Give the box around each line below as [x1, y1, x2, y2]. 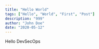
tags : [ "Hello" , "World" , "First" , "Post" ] [5, 12, 95, 16]
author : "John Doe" [5, 20, 45, 26]
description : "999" [5, 16, 45, 21]
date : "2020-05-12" [5, 25, 45, 30]
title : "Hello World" [5, 7, 49, 12]
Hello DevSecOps [5, 38, 40, 44]
